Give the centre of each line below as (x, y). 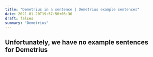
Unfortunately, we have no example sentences (77, 42)
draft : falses (19, 18)
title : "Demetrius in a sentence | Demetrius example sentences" (72, 9)
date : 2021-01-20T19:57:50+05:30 (39, 14)
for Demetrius (26, 50)
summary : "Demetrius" (27, 23)
